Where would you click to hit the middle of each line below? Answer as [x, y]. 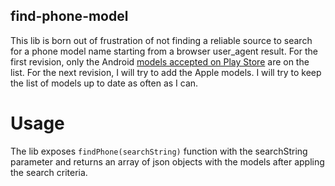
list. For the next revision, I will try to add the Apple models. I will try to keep [166, 72]
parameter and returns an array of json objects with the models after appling [167, 161]
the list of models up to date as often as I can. [104, 83]
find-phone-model [69, 16]
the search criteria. [49, 172]
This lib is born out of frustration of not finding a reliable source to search [161, 40]
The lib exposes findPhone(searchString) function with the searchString [159, 151]
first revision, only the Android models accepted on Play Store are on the [160, 61]
